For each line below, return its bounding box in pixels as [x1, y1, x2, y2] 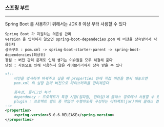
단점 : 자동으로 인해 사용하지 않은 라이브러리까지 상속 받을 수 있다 [5, 63, 123, 68]
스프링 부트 [5, 4, 30, 11]
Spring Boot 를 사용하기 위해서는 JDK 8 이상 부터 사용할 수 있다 [5, 21, 127, 27]
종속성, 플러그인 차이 [14, 90, 51, 95]
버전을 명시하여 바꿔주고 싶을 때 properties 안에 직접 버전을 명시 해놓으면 [14, 76, 148, 81]
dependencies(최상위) [5, 52, 46, 57]
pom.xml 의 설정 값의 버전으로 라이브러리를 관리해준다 [14, 81, 109, 86]
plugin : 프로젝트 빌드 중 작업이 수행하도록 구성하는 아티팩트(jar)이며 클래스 [14, 99, 154, 104]
